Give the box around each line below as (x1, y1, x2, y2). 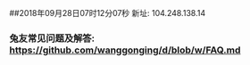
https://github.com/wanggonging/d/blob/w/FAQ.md (9, 44, 241, 56)
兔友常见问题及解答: (9, 32, 96, 45)
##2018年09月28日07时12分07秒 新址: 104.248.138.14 (9, 8, 206, 18)
